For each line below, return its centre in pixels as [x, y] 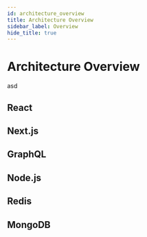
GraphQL [27, 155]
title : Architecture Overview [50, 20]
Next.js [23, 131]
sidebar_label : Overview [43, 26]
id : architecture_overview [46, 13]
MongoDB [29, 225]
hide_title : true [32, 33]
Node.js [24, 177]
